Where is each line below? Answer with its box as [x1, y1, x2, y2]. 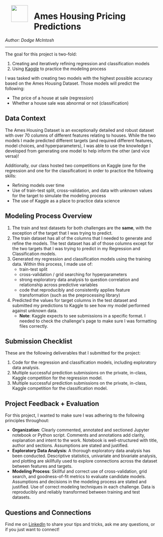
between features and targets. [12, 463, 73, 469]
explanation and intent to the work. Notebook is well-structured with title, [12, 437, 158, 444]
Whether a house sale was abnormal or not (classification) [12, 100, 129, 106]
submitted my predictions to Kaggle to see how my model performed [12, 302, 150, 308]
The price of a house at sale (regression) [12, 95, 94, 101]
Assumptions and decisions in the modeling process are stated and [12, 479, 147, 485]
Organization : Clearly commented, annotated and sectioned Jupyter [12, 427, 149, 433]
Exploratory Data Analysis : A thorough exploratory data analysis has [12, 448, 150, 454]
